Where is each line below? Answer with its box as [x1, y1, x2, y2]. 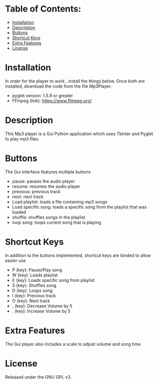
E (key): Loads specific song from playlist [12, 277, 95, 283]
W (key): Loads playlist [12, 272, 58, 278]
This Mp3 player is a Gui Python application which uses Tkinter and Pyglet [5, 131, 154, 137]
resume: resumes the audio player [12, 183, 80, 189]
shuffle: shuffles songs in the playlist [12, 214, 86, 220]
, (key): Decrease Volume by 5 [12, 303, 73, 308]
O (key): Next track [12, 298, 50, 304]
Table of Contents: [5, 3, 81, 15]
